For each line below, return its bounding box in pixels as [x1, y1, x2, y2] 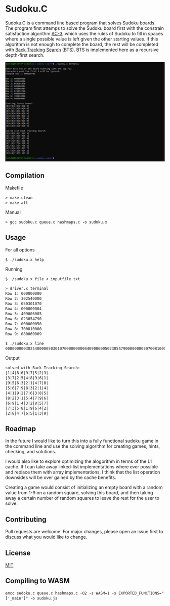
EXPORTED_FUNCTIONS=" [118, 590, 164, 596]
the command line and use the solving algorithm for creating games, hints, [5, 443, 160, 449]
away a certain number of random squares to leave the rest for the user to [5, 495, 159, 501]
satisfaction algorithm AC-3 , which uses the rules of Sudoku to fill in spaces [5, 30, 163, 36]
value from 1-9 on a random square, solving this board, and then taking [5, 490, 153, 496]
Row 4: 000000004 [5, 306, 42, 311]
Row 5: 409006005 [5, 311, 42, 316]
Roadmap [5, 424, 36, 433]
